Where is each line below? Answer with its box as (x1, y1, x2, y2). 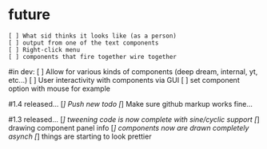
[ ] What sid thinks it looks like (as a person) (8, 32, 177, 40)
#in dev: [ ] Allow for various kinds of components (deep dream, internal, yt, (8, 66, 258, 76)
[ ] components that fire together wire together (8, 53, 177, 61)
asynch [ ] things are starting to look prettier (8, 131, 152, 141)
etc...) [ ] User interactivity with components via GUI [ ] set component (8, 75, 240, 84)
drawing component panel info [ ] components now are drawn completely (8, 123, 249, 132)
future (8, 6, 50, 24)
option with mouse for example (8, 84, 110, 93)
